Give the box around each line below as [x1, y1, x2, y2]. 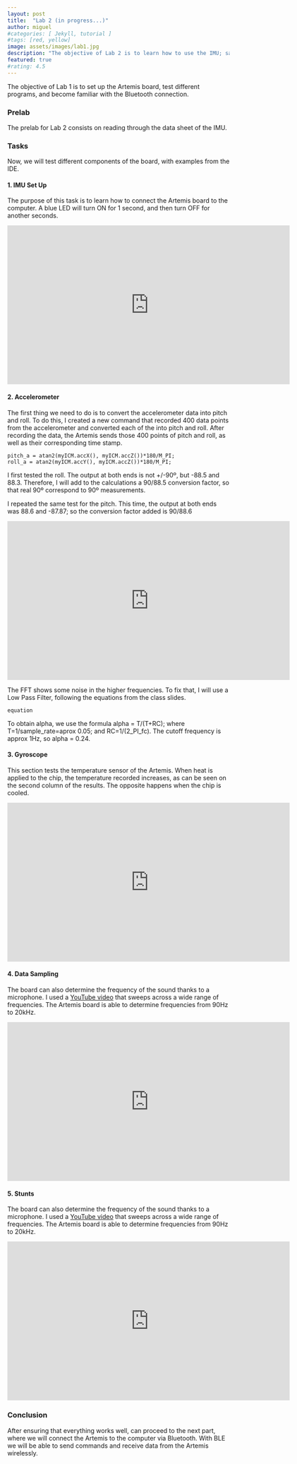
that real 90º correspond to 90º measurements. [7, 485, 146, 494]
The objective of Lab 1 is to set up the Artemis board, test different [7, 82, 200, 90]
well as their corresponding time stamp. [7, 439, 123, 447]
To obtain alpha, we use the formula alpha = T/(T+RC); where [7, 719, 186, 727]
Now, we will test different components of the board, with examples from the [7, 157, 230, 166]
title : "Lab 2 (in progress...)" [7, 17, 109, 24]
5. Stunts [7, 1189, 35, 1198]
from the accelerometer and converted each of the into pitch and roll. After [7, 423, 224, 432]
